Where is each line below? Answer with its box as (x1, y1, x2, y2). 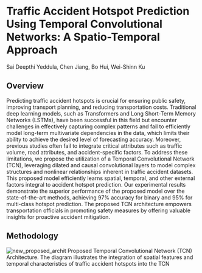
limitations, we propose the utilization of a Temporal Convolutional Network (6, 155, 195, 162)
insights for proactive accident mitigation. (6, 213, 111, 220)
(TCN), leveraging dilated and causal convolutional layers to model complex (6, 161, 196, 168)
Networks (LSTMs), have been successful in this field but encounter (6, 116, 178, 123)
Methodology (6, 231, 59, 241)
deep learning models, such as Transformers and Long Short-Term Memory (6, 109, 197, 117)
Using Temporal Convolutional (6, 17, 163, 31)
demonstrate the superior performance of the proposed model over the (6, 187, 185, 195)
